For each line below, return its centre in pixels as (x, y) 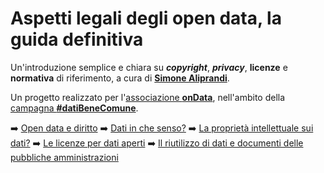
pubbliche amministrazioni (64, 157)
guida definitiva (77, 39)
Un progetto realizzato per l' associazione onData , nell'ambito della (148, 97)
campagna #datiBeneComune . (74, 108)
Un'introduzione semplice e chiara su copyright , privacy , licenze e (149, 67)
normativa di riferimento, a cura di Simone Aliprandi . (120, 78)
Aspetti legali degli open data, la (146, 18)
